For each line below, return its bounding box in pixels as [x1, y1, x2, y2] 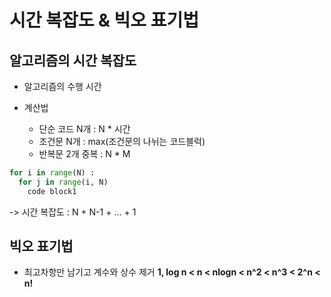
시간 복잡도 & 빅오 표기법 [9, 9, 199, 32]
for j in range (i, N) [18, 177, 109, 187]
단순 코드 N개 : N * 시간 [38, 123, 131, 135]
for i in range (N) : [9, 168, 96, 178]
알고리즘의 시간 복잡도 [9, 52, 137, 69]
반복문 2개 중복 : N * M [38, 148, 131, 160]
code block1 [27, 186, 77, 196]
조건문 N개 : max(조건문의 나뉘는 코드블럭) [38, 136, 206, 147]
